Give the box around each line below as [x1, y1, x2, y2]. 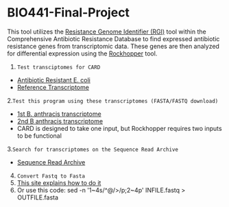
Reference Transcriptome [16, 83, 89, 91]
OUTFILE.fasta [16, 193, 59, 202]
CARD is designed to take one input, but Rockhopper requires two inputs [16, 124, 222, 132]
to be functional [16, 132, 62, 140]
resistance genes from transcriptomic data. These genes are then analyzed [7, 42, 219, 50]
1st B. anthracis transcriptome [16, 110, 101, 118]
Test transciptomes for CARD [16, 64, 101, 71]
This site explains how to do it [16, 178, 101, 186]
